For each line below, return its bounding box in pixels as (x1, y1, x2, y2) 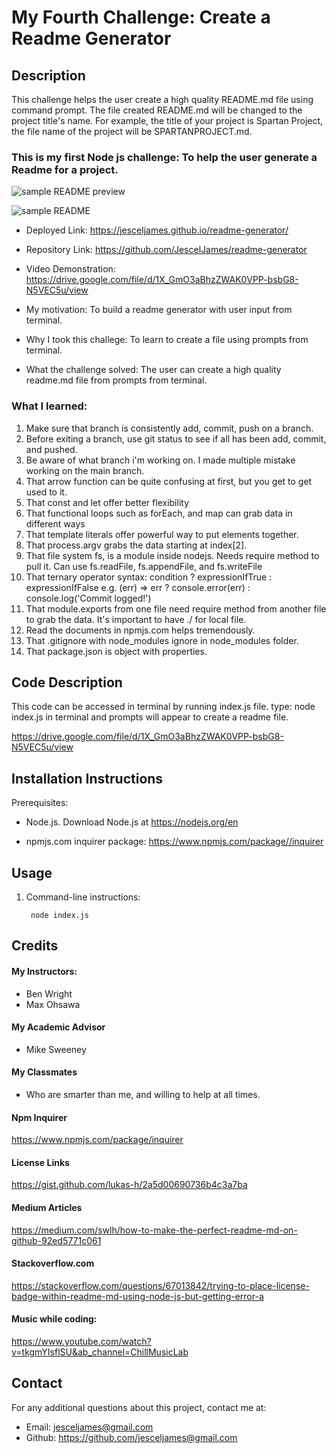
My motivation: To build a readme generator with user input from (25, 304, 293, 316)
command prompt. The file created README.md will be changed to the (11, 104, 303, 116)
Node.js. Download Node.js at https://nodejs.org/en (25, 816, 239, 828)
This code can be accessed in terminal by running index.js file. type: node (11, 701, 316, 713)
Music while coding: (11, 1313, 98, 1325)
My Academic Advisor (11, 1021, 106, 1033)
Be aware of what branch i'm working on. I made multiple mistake (25, 454, 296, 466)
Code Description (11, 674, 123, 691)
